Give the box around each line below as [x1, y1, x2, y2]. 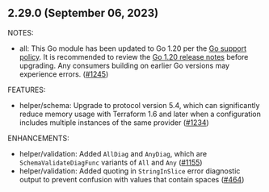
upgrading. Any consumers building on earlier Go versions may [19, 61, 230, 70]
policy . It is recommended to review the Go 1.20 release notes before [19, 52, 249, 61]
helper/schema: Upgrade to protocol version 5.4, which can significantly [19, 100, 260, 110]
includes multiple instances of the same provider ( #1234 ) [19, 117, 209, 127]
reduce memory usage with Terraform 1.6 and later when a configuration [19, 109, 262, 119]
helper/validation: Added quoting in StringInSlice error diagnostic [19, 165, 241, 176]
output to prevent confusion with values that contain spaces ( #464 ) [19, 174, 245, 184]
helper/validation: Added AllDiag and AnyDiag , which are [19, 148, 208, 158]
